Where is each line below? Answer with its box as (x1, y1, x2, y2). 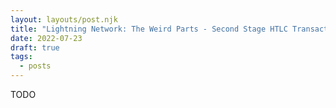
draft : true (10, 42, 60, 53)
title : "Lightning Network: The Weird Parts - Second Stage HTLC (10, 24, 288, 34)
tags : (10, 52, 33, 62)
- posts (19, 61, 52, 71)
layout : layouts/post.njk (10, 14, 118, 25)
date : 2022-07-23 (10, 33, 83, 43)
